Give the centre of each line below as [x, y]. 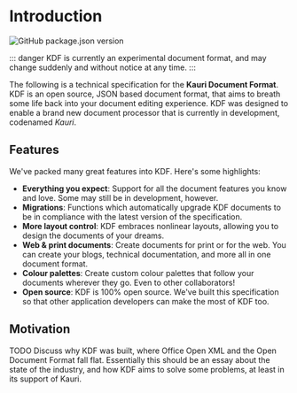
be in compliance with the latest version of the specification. [132, 216]
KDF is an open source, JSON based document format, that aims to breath [145, 94]
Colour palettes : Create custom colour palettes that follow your [138, 273]
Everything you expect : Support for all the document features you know [154, 189]
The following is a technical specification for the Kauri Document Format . [144, 84]
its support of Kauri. [46, 379]
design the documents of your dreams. [93, 235]
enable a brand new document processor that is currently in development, [145, 112]
